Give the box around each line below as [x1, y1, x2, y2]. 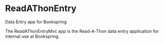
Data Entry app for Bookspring [5, 19, 67, 25]
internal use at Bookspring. [5, 33, 60, 39]
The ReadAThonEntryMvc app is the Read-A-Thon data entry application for [5, 28, 159, 34]
